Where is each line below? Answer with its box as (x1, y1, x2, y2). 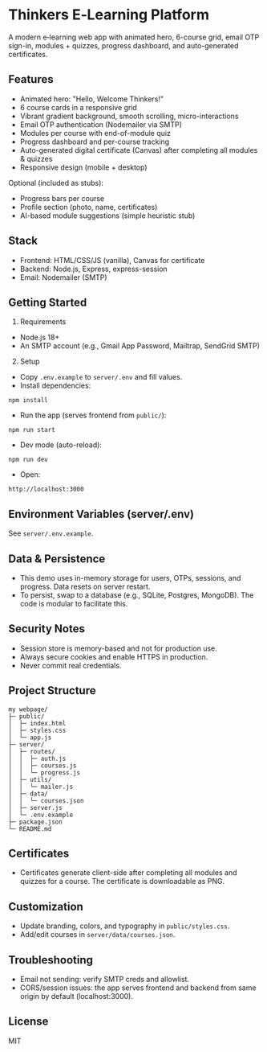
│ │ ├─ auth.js (8, 754, 67, 762)
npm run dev (8, 456, 48, 464)
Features (8, 72, 54, 86)
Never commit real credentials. (19, 660, 122, 670)
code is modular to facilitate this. (19, 599, 128, 608)
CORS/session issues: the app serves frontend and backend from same (19, 983, 257, 992)
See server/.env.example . (8, 528, 94, 538)
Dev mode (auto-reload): (19, 440, 103, 450)
